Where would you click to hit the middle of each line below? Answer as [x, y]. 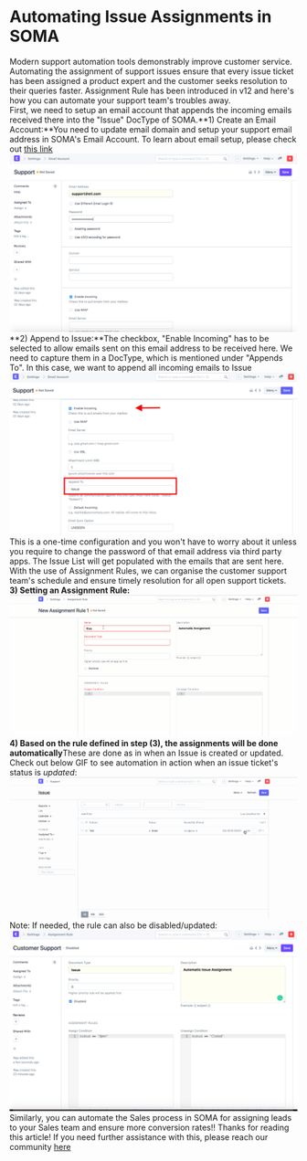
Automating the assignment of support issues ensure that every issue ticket [152, 71]
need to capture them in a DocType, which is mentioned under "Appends [146, 358]
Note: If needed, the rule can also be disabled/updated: [113, 925]
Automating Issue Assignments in [141, 17]
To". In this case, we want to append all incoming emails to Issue [131, 368]
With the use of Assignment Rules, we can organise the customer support [148, 571]
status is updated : [43, 773]
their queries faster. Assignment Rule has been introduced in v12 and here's [152, 90]
